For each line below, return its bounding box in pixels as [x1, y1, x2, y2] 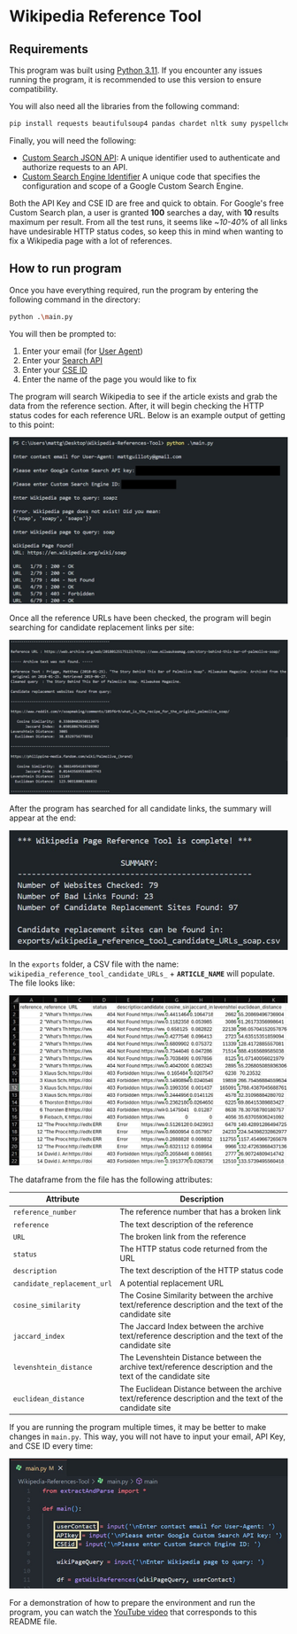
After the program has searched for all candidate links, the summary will [9, 803, 272, 813]
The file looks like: [9, 977, 76, 988]
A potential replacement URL [118, 1278, 224, 1288]
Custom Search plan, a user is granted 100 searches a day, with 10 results [9, 206, 279, 218]
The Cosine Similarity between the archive [118, 1289, 274, 1300]
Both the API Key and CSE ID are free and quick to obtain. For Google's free [9, 198, 285, 208]
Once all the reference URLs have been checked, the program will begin [9, 613, 271, 624]
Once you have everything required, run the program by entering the [9, 284, 259, 295]
